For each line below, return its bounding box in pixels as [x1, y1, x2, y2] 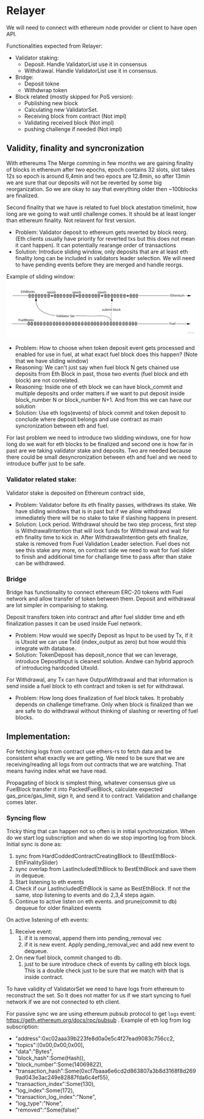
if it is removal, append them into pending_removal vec [24, 935, 162, 942]
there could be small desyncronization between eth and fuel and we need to [6, 453, 197, 461]
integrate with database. [15, 644, 77, 652]
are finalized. [6, 192, 39, 199]
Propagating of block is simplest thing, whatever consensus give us [6, 779, 176, 786]
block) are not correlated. [15, 377, 79, 384]
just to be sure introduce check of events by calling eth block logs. [24, 960, 192, 968]
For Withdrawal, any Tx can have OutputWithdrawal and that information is [6, 676, 193, 683]
